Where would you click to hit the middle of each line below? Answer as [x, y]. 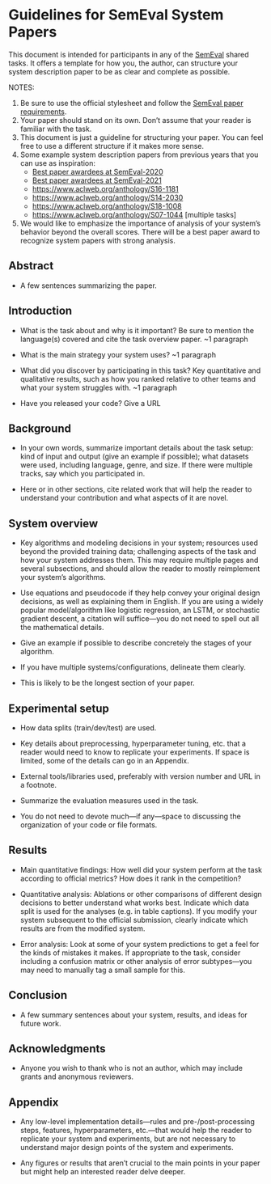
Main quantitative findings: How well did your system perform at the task [141, 869]
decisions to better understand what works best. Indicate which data [134, 903]
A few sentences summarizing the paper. [89, 285]
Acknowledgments [57, 1049]
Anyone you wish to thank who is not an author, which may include [131, 1068]
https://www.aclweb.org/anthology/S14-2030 [108, 197]
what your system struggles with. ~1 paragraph [99, 387]
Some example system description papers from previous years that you [139, 154]
